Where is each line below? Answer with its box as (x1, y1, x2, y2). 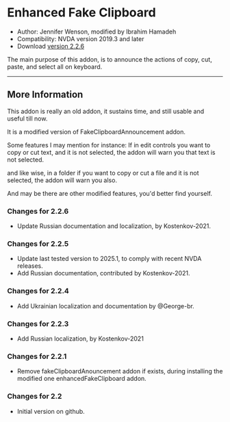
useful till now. (7, 114, 48, 123)
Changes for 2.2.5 (7, 238, 69, 248)
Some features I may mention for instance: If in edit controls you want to (7, 140, 211, 149)
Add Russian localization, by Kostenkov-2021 (16, 334, 144, 343)
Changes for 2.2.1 (7, 351, 67, 361)
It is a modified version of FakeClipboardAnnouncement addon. (7, 127, 186, 136)
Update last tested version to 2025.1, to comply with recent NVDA (16, 255, 202, 263)
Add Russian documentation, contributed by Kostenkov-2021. (16, 269, 190, 277)
